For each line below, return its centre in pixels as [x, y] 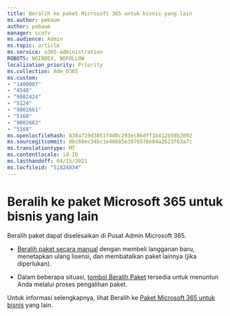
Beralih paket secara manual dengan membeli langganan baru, [106, 248]
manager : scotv [29, 33]
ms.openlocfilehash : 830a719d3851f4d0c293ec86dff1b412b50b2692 [100, 135]
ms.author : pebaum [33, 20]
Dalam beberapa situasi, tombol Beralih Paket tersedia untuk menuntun [118, 277]
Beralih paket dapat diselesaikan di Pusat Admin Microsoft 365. [97, 235]
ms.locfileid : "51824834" [44, 167]
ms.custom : [23, 78]
